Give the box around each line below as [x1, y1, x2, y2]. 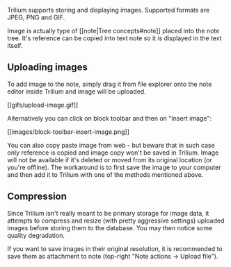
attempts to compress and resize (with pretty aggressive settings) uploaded [7, 216, 225, 225]
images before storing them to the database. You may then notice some [7, 223, 213, 232]
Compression [7, 191, 67, 203]
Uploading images [7, 62, 88, 74]
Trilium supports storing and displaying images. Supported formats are [7, 6, 210, 14]
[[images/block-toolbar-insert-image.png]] [7, 128, 130, 136]
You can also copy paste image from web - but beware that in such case [7, 141, 216, 149]
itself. [7, 42, 23, 49]
